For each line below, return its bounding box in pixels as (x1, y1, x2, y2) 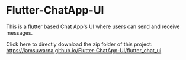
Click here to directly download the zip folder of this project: (6, 41, 153, 48)
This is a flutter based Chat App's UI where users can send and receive (6, 23, 180, 30)
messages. (6, 29, 33, 36)
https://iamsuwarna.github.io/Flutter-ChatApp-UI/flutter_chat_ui (6, 46, 162, 54)
